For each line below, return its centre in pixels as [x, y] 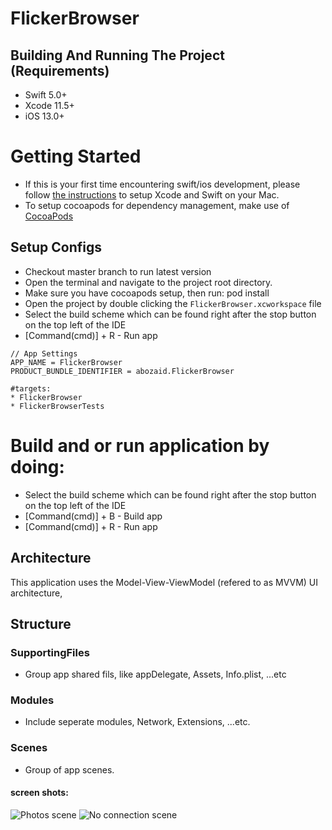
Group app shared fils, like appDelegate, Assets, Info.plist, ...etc [155, 674]
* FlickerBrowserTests [57, 406]
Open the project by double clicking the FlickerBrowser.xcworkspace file [173, 303]
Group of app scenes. [69, 769]
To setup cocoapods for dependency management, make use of [157, 205]
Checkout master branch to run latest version [118, 271]
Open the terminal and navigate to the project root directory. [148, 282]
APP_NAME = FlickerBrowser [66, 362]
